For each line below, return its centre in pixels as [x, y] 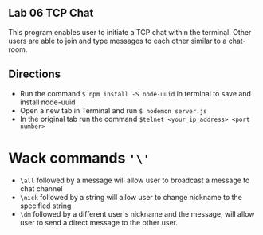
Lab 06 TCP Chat [51, 13]
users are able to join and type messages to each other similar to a [118, 41]
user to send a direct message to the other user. [98, 222]
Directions [35, 74]
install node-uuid [47, 102]
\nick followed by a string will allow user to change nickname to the [131, 197]
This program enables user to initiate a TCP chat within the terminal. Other [130, 32]
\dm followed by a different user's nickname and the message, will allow [137, 213]
